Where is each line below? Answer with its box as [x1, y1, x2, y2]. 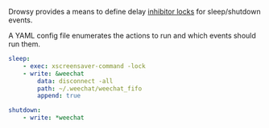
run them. [8, 39, 41, 49]
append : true [37, 92, 81, 100]
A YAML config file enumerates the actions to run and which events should [8, 31, 256, 40]
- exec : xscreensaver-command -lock [23, 62, 147, 70]
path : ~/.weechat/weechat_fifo [37, 84, 143, 93]
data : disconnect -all [37, 77, 114, 85]
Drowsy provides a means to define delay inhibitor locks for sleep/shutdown [8, 7, 261, 16]
